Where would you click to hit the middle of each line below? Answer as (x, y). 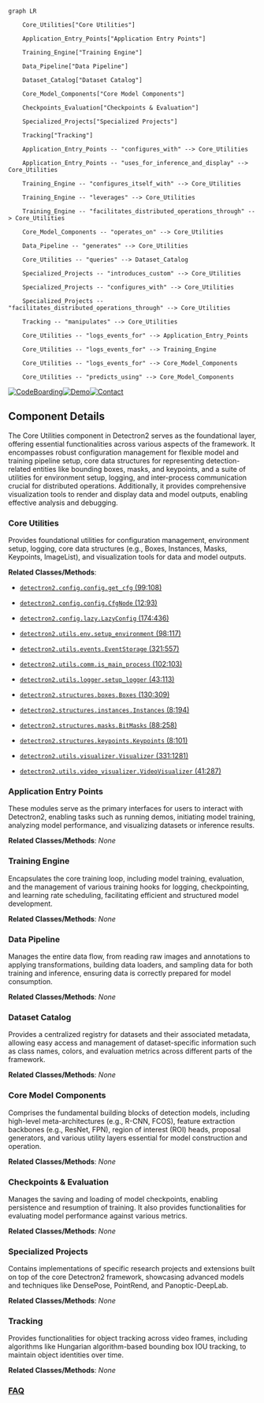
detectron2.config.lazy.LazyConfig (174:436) (94, 618)
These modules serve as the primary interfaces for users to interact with (126, 809)
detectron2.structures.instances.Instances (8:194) (104, 710)
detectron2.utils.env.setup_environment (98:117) (100, 634)
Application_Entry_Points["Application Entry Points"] (114, 39)
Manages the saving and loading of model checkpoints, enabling (113, 1199)
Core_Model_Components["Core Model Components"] (104, 94)
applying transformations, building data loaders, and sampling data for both (131, 965)
